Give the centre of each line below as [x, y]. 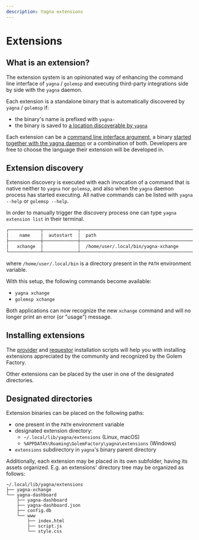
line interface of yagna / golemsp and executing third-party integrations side [97, 83]
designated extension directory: [54, 431]
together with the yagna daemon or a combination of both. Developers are [97, 143]
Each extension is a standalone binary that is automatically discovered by [95, 101]
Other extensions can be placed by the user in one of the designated [90, 374]
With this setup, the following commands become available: [79, 281]
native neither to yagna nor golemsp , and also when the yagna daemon [90, 189]
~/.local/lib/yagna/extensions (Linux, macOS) [82, 437]
